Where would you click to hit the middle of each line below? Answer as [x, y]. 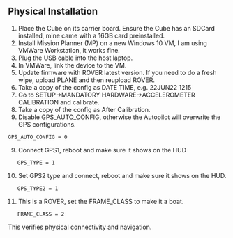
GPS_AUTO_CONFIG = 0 [38, 137]
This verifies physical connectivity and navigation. [80, 227]
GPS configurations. [47, 124]
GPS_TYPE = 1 [36, 163]
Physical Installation [53, 11]
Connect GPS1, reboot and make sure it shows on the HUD [102, 150]
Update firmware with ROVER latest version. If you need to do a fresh [117, 72]
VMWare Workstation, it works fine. [69, 50]
